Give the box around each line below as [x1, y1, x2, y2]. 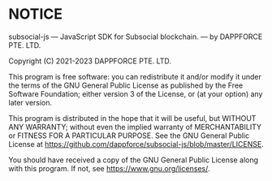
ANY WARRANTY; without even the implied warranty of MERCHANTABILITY [8, 122, 262, 131]
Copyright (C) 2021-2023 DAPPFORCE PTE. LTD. [8, 56, 172, 66]
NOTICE [8, 5, 63, 24]
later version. [8, 97, 53, 107]
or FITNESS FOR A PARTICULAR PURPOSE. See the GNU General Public [8, 131, 250, 140]
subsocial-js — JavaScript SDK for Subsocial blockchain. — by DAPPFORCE [8, 32, 263, 41]
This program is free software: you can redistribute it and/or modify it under [8, 71, 261, 81]
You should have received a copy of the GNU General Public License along [8, 155, 258, 165]
